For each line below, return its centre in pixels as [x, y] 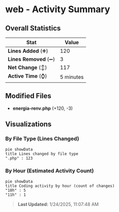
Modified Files [28, 96]
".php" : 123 [19, 158]
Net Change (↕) [27, 67]
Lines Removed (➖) [31, 59]
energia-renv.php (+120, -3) [42, 108]
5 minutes [72, 77]
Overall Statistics [33, 28]
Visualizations [28, 124]
